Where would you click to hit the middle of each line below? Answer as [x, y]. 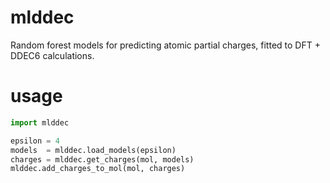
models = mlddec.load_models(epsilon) [93, 150]
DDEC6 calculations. [52, 55]
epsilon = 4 [35, 141]
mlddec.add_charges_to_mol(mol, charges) [98, 169]
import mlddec [40, 122]
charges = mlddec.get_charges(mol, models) [102, 159]
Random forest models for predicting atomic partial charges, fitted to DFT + [165, 45]
